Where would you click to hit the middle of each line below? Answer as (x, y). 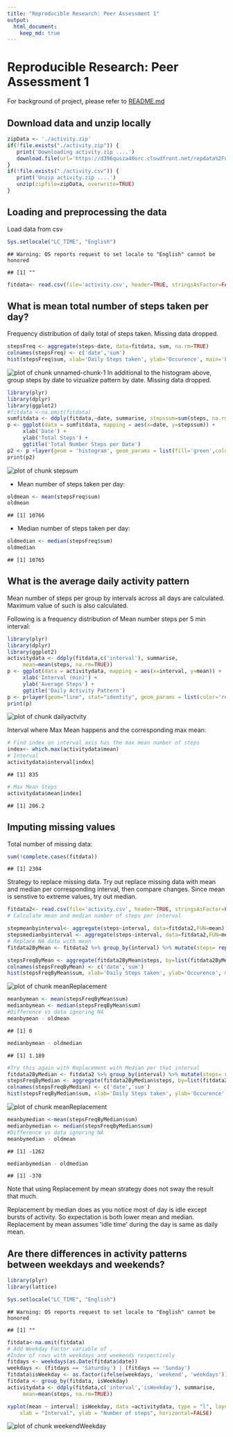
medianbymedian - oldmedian (48, 1164)
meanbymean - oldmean (38, 1018)
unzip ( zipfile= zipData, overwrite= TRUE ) (76, 185)
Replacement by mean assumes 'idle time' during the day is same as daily (113, 1225)
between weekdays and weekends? (86, 1265)
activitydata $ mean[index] (44, 793)
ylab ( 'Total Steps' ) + (55, 438)
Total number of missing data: (50, 844)
